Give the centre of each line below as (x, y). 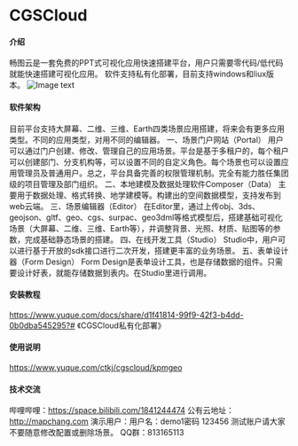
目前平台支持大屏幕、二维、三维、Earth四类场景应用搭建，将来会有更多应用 (147, 129)
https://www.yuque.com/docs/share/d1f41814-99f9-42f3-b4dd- (126, 315)
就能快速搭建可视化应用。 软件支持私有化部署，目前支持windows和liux (138, 74)
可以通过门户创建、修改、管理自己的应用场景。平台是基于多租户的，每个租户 (149, 151)
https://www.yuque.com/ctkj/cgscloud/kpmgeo (96, 368)
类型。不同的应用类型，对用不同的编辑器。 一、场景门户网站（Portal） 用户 (146, 139)
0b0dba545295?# (42, 325)
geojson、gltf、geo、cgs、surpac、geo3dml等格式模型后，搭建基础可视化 (146, 217)
